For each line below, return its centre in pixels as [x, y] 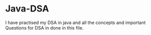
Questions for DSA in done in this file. [44, 27]
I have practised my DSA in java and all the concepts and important [75, 22]
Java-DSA [27, 9]
